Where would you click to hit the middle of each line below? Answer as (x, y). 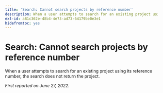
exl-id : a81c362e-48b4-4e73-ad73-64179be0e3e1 (53, 19)
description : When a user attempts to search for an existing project (78, 14)
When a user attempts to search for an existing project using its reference (79, 71)
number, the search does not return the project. (53, 76)
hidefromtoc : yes (23, 23)
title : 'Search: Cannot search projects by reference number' (69, 9)
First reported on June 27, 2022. (37, 86)
